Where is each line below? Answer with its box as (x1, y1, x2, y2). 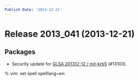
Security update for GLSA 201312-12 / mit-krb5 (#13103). (11, 61, 127, 67)
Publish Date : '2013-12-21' (4, 7, 63, 12)
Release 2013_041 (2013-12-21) (4, 28, 135, 39)
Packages (4, 48, 35, 56)
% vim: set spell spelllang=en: (4, 70, 66, 76)
